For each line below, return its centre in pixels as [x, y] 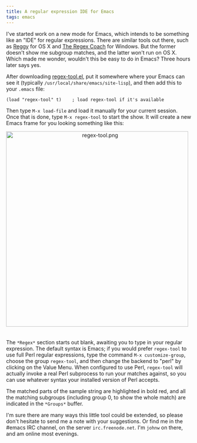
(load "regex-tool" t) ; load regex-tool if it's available [85, 100]
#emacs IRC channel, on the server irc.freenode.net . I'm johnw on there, [95, 427]
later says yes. [24, 65]
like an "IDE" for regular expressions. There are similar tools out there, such [97, 40]
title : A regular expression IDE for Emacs [60, 11]
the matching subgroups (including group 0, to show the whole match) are [96, 397]
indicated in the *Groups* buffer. [45, 404]
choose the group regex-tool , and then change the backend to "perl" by [94, 361]
